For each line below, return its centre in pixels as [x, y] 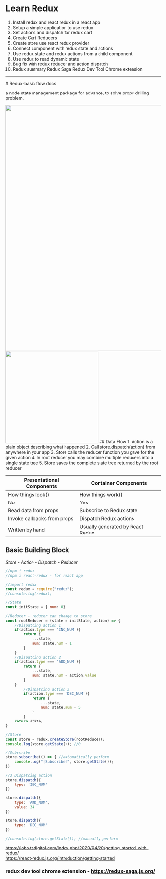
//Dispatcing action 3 [47, 689]
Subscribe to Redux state [109, 510]
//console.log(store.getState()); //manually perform [62, 839]
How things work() [101, 494]
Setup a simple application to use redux [53, 27]
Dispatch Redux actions [107, 518]
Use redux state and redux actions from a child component [72, 53]
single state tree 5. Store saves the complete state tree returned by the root [82, 463]
